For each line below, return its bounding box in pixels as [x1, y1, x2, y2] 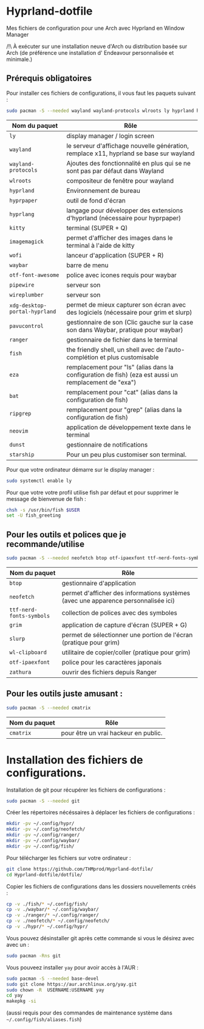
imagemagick [9, 238, 44, 245]
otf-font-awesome [9, 271, 59, 278]
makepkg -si [6, 998, 36, 1005]
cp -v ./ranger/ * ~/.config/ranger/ [6, 912, 99, 918]
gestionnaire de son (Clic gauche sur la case [66, 318, 194, 326]
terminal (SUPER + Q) [66, 223, 128, 232]
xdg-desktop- [9, 302, 47, 309]
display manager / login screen [66, 131, 155, 140]
